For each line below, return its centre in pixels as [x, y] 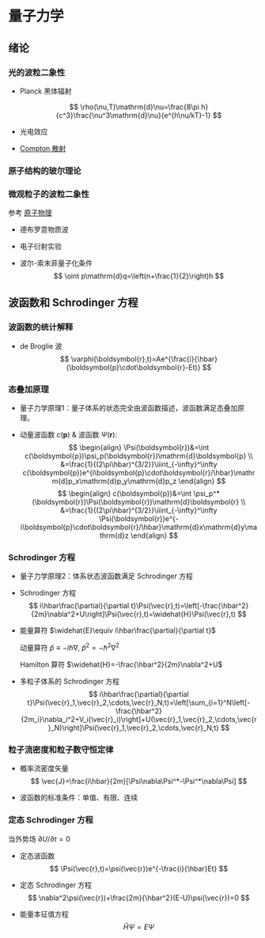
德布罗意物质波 [44, 229]
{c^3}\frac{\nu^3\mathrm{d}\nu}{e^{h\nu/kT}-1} [133, 115]
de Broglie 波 [41, 346]
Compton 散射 [43, 148]
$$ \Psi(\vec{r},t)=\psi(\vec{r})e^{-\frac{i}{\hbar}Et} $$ [138, 868]
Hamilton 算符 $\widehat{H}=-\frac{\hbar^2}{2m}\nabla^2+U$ [121, 664]
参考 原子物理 [30, 213]
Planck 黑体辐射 [45, 91]
